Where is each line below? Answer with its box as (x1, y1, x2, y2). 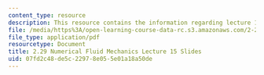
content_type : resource (8, 11, 86, 20)
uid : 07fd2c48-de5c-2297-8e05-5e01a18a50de (8, 55, 153, 63)
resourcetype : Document (8, 41, 86, 48)
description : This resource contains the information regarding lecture (8, 19, 251, 27)
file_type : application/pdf (8, 33, 101, 41)
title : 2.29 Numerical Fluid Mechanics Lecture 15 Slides (8, 48, 202, 55)
